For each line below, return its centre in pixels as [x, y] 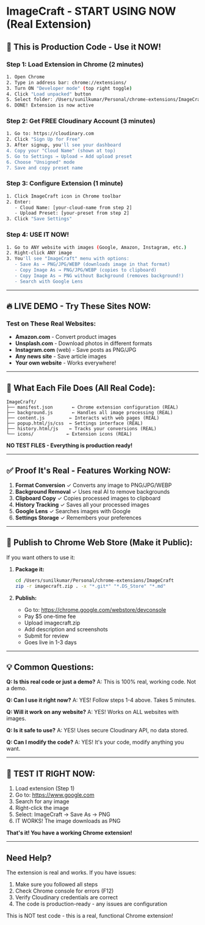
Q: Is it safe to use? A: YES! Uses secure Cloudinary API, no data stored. [97, 730]
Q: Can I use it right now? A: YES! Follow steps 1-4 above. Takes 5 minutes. [101, 700]
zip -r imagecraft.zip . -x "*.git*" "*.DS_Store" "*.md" [90, 586]
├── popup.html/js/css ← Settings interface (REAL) [75, 423]
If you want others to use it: [41, 557]
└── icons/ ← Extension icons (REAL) [69, 434]
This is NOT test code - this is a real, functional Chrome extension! [90, 915]
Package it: [30, 569]
